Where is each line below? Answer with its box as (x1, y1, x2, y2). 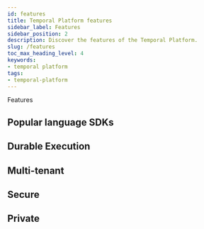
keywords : (7, 57, 37, 64)
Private (7, 213, 40, 225)
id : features (7, 10, 46, 18)
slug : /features (7, 43, 55, 50)
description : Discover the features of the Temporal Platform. (7, 37, 198, 44)
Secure (7, 189, 40, 201)
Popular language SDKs (7, 116, 115, 128)
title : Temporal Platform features (7, 17, 113, 24)
